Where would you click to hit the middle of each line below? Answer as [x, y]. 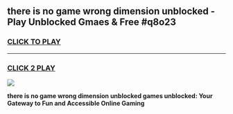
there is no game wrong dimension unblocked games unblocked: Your [110, 95]
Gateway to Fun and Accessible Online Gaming [76, 103]
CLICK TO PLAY [34, 42]
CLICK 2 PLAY [31, 68]
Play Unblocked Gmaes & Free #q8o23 [92, 22]
